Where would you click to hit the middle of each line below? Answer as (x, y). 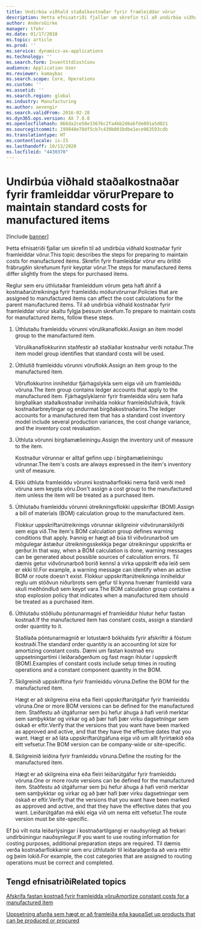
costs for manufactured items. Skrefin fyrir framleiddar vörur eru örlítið (94, 261)
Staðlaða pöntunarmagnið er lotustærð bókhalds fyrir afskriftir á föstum (103, 638)
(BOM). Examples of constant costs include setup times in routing (95, 664)
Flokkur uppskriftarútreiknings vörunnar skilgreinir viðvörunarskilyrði (99, 525)
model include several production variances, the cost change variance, (103, 422)
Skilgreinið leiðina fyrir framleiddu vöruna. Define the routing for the (98, 756)
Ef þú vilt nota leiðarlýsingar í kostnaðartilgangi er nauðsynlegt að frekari (96, 831)
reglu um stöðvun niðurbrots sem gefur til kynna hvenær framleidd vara (103, 582)
